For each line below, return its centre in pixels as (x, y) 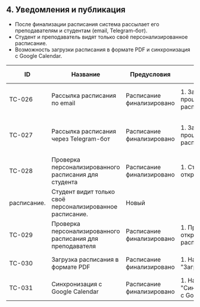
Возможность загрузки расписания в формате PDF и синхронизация (102, 49)
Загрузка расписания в (85, 259)
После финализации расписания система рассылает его (87, 24)
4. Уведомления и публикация (66, 10)
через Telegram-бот (81, 138)
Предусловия (150, 74)
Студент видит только (83, 191)
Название (86, 74)
